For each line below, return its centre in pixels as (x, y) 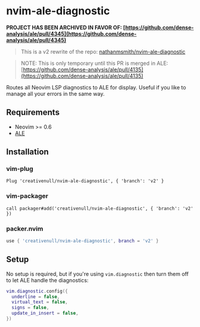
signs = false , (30, 308)
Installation (27, 152)
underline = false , (36, 297)
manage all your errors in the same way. (56, 94)
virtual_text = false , (40, 302)
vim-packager (27, 196)
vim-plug (20, 169)
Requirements (33, 112)
